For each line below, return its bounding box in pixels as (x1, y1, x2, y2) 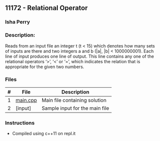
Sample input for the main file (41, 105, 109, 112)
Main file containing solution (41, 96, 107, 103)
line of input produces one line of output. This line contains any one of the (5, 53, 154, 59)
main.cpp (15, 96, 37, 103)
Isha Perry (5, 19, 30, 25)
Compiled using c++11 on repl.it (12, 131, 76, 137)
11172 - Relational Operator (5, 4, 88, 12)
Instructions (5, 119, 35, 126)
